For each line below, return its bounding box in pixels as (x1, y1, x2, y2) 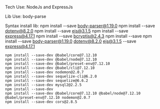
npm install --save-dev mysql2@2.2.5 (5, 82, 82, 87)
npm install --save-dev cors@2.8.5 (5, 99, 78, 104)
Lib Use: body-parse (5, 14, 46, 19)
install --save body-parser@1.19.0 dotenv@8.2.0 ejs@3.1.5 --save (5, 38, 137, 44)
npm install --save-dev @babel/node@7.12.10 (5, 57, 97, 62)
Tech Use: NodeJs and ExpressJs (5, 4, 73, 10)
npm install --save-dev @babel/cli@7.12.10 (5, 65, 95, 70)
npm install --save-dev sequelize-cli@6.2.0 (5, 74, 97, 79)
